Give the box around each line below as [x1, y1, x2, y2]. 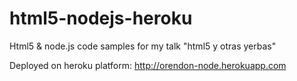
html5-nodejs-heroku [9, 7, 193, 30]
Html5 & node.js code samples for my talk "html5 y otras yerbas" [9, 40, 277, 52]
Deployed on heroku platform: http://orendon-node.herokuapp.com [9, 59, 287, 71]
